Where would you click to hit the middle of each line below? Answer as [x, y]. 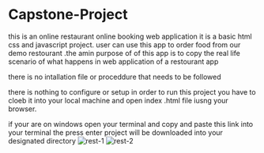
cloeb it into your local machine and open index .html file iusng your [119, 100]
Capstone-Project [68, 15]
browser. [23, 109]
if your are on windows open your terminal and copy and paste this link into [131, 124]
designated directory [42, 140]
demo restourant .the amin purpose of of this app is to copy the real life [124, 53]
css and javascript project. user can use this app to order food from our [124, 44]
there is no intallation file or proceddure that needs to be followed [115, 76]
